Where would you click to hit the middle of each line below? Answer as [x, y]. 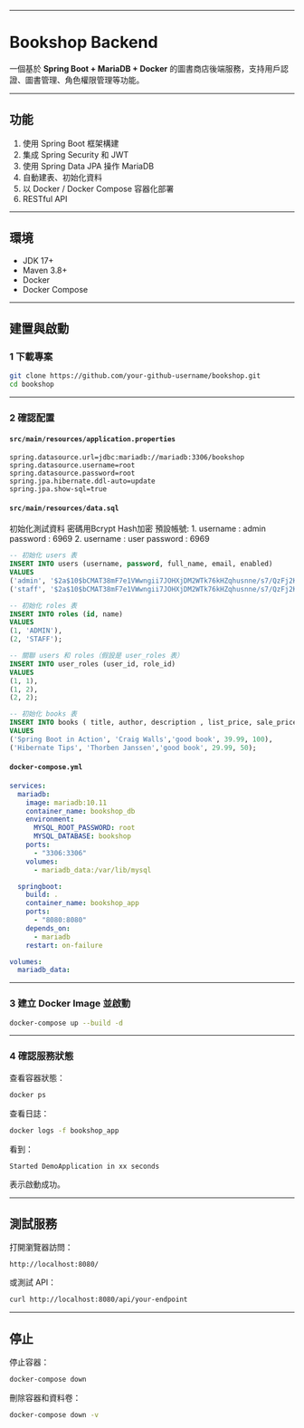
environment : [50, 820]
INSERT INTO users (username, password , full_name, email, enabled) [141, 564]
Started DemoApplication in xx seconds [85, 1166]
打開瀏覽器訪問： [41, 1248]
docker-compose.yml [46, 767]
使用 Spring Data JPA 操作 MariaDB [88, 166]
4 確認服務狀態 [42, 1057]
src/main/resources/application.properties [93, 439]
